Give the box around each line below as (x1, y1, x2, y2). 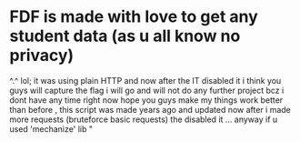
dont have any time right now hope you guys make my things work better (9, 94, 284, 106)
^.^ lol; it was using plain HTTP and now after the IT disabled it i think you (9, 75, 282, 86)
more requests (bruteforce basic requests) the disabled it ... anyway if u (9, 114, 278, 125)
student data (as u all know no (9, 25, 241, 46)
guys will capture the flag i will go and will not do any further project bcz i (9, 85, 285, 96)
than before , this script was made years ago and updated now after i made (9, 104, 291, 115)
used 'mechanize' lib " (9, 123, 94, 134)
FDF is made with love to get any (9, 6, 259, 27)
